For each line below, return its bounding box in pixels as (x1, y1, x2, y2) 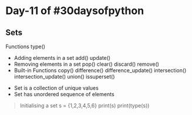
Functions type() (5, 43, 45, 50)
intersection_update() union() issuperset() (14, 73, 115, 80)
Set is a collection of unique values (14, 84, 99, 92)
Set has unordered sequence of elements (14, 91, 115, 97)
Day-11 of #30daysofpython (5, 4, 144, 18)
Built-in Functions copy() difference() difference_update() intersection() (14, 67, 187, 74)
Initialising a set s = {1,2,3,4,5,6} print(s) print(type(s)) (19, 102, 150, 109)
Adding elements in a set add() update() (14, 55, 111, 61)
